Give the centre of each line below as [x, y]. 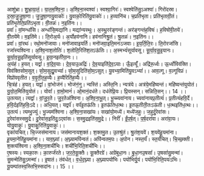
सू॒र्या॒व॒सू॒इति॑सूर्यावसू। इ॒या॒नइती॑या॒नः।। [42, 57]
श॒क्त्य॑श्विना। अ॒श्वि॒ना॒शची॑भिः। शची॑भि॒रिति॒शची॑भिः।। [56, 146]
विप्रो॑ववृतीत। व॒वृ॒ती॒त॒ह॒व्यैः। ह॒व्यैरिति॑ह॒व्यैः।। [47, 78]
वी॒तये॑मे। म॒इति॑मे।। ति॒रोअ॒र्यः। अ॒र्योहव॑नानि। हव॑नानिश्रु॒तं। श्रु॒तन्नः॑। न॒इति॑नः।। [80, 37]
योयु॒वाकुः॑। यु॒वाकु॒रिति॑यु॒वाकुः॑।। [36, 125]
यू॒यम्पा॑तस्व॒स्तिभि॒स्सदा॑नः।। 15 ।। [41, 166]
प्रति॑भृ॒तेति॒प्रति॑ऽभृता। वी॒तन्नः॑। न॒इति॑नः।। [45, 23]
